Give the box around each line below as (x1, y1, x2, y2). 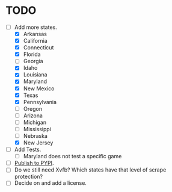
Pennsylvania (23, 98, 57, 105)
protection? (14, 173, 43, 181)
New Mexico (23, 85, 55, 92)
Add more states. (14, 23, 58, 31)
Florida (23, 51, 41, 58)
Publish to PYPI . (14, 159, 54, 167)
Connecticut (23, 44, 54, 51)
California (23, 37, 48, 45)
